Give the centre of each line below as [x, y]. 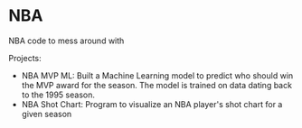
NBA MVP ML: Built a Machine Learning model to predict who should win [157, 75]
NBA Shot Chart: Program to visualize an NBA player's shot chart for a [152, 104]
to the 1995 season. [58, 95]
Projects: [25, 58]
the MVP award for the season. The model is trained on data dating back [157, 85]
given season [47, 114]
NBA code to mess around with [66, 41]
